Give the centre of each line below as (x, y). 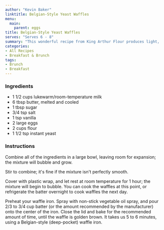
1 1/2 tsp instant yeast (34, 134)
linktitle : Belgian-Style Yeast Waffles (47, 14)
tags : (11, 60)
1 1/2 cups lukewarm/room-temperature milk (57, 97)
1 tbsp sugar (25, 107)
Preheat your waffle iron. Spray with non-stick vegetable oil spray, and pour (82, 201)
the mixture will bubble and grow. (39, 162)
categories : (17, 46)
